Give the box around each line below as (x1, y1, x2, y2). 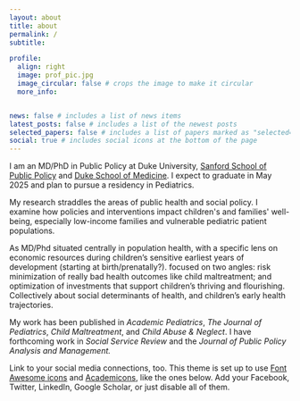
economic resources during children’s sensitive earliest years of (9, 252, 245, 263)
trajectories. (9, 300, 54, 311)
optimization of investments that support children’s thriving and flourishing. (9, 280, 286, 291)
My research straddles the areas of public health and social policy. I (9, 197, 258, 208)
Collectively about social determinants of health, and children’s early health (9, 290, 286, 301)
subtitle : (9, 38, 46, 47)
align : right (17, 63, 66, 71)
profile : (9, 54, 42, 63)
